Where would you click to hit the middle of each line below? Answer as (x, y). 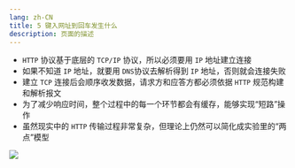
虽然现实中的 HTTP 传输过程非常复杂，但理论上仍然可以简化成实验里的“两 (154, 126)
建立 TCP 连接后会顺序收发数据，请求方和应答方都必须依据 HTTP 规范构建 (153, 82)
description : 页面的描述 (52, 34)
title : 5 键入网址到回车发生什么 (63, 26)
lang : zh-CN (31, 17)
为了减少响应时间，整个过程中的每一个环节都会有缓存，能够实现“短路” (150, 104)
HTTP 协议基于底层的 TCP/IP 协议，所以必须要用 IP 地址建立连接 (137, 60)
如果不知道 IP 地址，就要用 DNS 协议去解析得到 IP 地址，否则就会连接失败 (154, 71)
